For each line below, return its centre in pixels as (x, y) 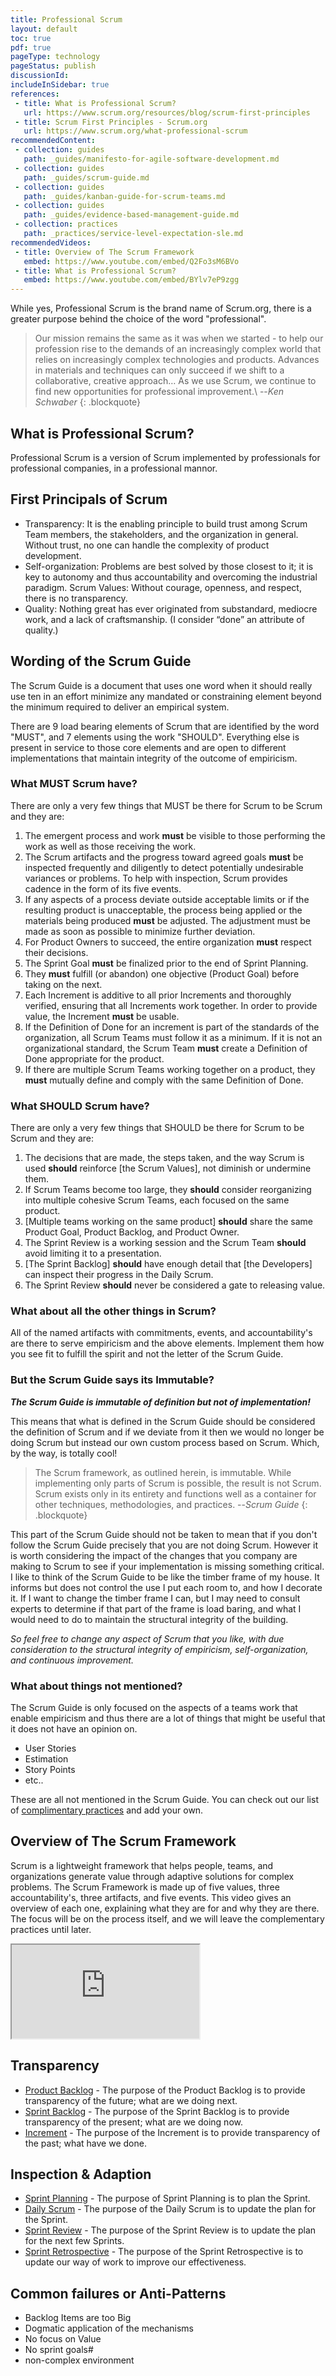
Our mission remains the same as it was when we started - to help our (179, 338)
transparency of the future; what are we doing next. (131, 2100)
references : (35, 94)
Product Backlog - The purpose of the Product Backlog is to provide (165, 2090)
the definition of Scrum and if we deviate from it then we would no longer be (167, 1432)
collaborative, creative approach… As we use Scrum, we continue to (175, 381)
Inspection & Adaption (81, 2174)
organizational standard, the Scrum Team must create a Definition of (166, 1048)
